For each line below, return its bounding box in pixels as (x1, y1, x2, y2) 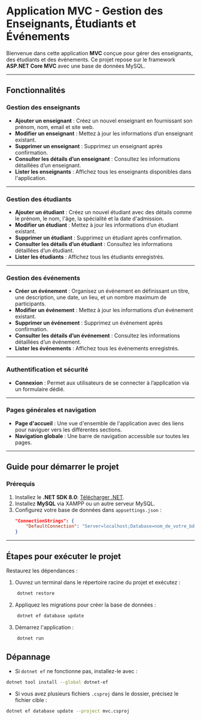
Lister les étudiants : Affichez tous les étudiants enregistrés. (14, 253, 165, 260)
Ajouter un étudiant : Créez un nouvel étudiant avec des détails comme (14, 208, 193, 215)
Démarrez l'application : (14, 623, 74, 631)
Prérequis (6, 480, 35, 488)
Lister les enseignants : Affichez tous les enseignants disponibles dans (14, 168, 191, 175)
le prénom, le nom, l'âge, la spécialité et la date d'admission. (14, 215, 164, 222)
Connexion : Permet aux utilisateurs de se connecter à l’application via (14, 379, 190, 386)
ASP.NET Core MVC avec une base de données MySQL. (6, 62, 145, 70)
